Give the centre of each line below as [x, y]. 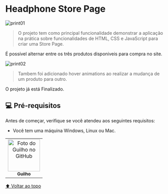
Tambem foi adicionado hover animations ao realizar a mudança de [89, 73]
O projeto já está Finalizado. [35, 89]
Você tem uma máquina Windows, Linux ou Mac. [64, 131]
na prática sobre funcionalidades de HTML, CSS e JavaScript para [88, 38]
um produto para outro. [43, 79]
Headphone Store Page [56, 9]
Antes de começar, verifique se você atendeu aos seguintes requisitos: [80, 120]
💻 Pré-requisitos [33, 106]
